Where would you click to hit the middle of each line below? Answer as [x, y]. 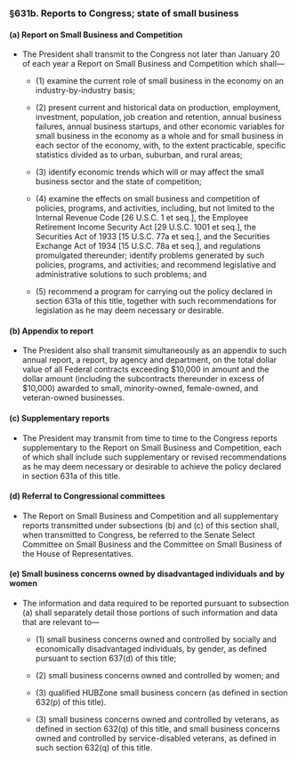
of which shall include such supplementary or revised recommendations [154, 457]
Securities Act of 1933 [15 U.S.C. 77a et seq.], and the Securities [153, 237]
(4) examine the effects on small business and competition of [148, 199]
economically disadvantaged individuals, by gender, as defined [151, 648]
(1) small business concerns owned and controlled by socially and [156, 639]
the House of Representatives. [78, 553]
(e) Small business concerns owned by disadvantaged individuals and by [147, 574]
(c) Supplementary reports [60, 418]
